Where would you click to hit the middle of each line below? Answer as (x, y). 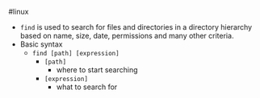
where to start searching (97, 70)
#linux (19, 12)
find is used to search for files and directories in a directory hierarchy (136, 27)
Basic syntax (41, 44)
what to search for (87, 87)
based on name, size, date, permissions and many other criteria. (127, 36)
